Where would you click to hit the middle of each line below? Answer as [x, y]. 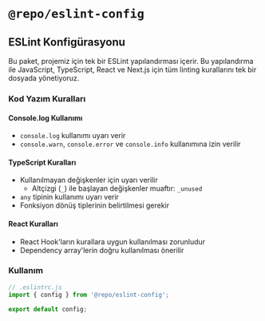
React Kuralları [33, 224]
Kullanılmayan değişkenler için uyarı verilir [89, 180]
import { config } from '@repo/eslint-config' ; [89, 295]
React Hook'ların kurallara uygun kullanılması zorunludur [113, 241]
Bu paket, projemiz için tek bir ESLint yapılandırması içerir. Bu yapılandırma [131, 61]
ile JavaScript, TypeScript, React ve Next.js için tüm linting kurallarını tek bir [132, 69]
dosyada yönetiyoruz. [44, 78]
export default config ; [48, 309]
